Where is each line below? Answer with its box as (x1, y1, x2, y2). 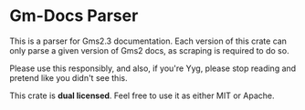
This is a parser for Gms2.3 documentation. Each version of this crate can (9, 35, 288, 46)
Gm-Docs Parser (9, 5, 139, 26)
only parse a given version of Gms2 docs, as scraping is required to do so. (9, 45, 289, 55)
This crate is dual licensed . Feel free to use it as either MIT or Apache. (9, 90, 276, 101)
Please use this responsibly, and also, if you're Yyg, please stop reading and (9, 63, 297, 74)
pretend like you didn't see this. (9, 72, 128, 83)
